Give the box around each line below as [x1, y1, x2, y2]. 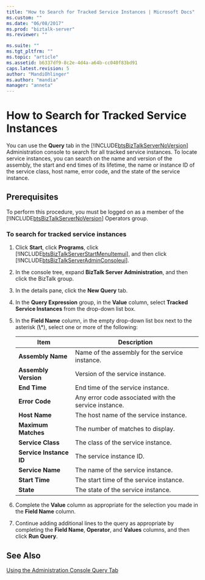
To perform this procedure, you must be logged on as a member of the [6, 208, 184, 216]
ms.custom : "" [6, 15, 43, 21]
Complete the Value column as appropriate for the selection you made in [15, 501, 198, 509]
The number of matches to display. [75, 425, 175, 433]
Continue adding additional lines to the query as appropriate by [15, 520, 174, 527]
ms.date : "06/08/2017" [6, 20, 64, 26]
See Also [6, 550, 41, 560]
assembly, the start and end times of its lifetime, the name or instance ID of [6, 161, 195, 169]
